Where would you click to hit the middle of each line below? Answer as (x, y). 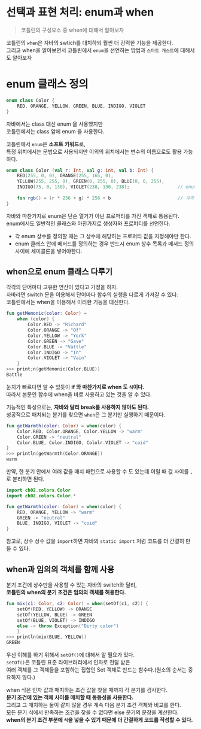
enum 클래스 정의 (47, 84)
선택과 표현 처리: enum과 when (80, 12)
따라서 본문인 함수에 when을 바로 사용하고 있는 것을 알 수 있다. (79, 394)
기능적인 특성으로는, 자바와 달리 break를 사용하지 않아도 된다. (78, 407)
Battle (14, 375)
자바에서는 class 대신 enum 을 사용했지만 (55, 124)
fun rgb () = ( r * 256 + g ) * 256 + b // (100, 198)
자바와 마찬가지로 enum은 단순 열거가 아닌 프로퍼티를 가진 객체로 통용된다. (93, 215)
